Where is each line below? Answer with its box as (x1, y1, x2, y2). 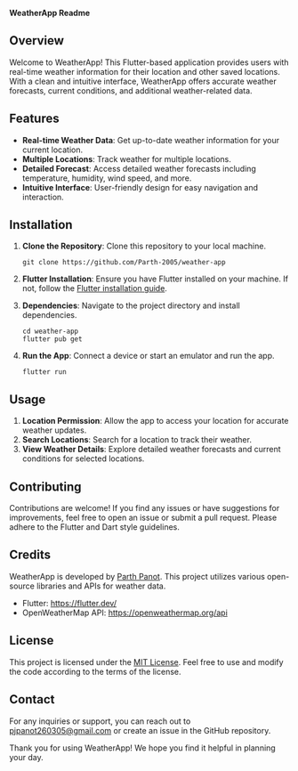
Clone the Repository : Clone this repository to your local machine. (21, 240, 267, 252)
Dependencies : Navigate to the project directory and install (21, 300, 240, 311)
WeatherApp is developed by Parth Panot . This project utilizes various (9, 571, 265, 581)
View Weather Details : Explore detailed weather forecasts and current (21, 444, 282, 455)
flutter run (21, 368, 67, 377)
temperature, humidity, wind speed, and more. (21, 173, 192, 183)
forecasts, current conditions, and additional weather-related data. (9, 85, 253, 96)
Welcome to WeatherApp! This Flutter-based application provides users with (9, 57, 289, 68)
